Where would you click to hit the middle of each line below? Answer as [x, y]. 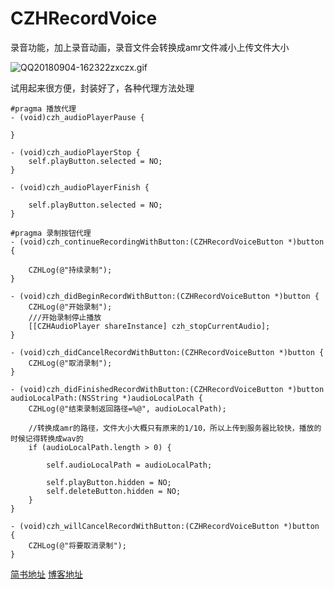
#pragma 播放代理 [43, 108]
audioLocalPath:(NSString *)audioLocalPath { [106, 398]
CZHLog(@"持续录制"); [70, 270]
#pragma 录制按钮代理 [51, 233]
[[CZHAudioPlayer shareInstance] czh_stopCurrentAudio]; [149, 326]
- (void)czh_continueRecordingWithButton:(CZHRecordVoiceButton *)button [167, 242]
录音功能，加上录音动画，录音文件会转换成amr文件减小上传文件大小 [150, 47]
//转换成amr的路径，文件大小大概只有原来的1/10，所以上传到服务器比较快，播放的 [175, 428]
